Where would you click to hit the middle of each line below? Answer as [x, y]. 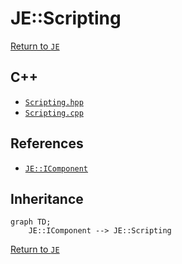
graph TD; [31, 222]
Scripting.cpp [54, 113]
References [47, 143]
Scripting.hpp [54, 102]
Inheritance [47, 198]
